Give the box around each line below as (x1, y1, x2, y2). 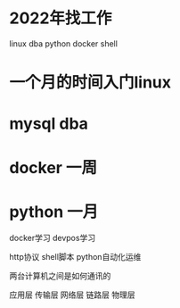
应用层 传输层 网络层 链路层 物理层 (9, 289, 135, 300)
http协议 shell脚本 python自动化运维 (9, 252, 142, 262)
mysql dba (9, 113, 89, 134)
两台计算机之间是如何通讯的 (9, 271, 111, 281)
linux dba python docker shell (9, 37, 119, 49)
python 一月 (9, 202, 99, 221)
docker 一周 (9, 157, 98, 178)
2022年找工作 (9, 8, 112, 29)
